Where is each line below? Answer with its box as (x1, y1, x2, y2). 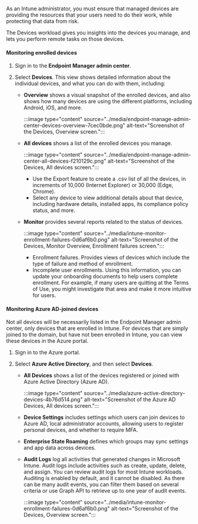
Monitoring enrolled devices (6, 49, 77, 56)
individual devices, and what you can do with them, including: (14, 80, 166, 87)
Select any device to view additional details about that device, (32, 194, 184, 201)
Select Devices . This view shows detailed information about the (14, 74, 171, 81)
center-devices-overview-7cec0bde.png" (23, 122, 126, 129)
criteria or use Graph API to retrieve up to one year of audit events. (23, 487, 187, 494)
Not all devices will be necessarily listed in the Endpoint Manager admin (6, 319, 181, 326)
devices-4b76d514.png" (23, 396, 83, 403)
